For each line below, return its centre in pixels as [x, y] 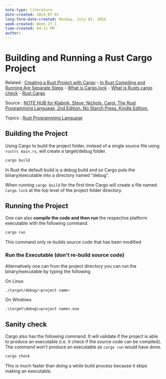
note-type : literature [29, 10]
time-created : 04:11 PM [30, 29]
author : [13, 33]
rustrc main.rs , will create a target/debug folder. [56, 151]
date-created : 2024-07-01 [32, 15]
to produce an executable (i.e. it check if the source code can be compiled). [83, 342]
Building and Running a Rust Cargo [79, 58]
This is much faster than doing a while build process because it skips [76, 366]
